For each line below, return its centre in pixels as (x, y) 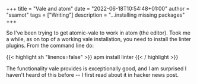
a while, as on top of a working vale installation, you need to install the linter (99, 39)
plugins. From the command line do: (50, 45)
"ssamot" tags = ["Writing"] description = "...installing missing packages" (96, 15)
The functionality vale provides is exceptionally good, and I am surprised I (96, 69)
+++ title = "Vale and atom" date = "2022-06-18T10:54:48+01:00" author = (98, 9)
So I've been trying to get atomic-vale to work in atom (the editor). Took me (99, 33)
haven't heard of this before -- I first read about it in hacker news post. (93, 75)
